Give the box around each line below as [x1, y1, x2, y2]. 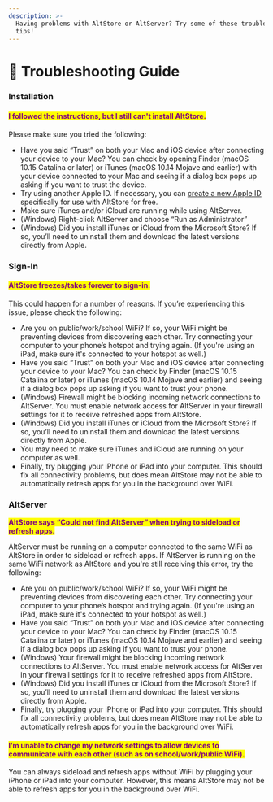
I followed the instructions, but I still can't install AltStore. [8, 111, 206, 121]
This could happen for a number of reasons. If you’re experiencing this [8, 299, 245, 308]
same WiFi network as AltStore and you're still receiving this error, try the [8, 559, 253, 569]
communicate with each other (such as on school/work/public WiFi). [8, 749, 245, 759]
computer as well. [19, 452, 80, 462]
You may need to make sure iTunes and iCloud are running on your [19, 444, 244, 454]
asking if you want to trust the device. [19, 180, 147, 190]
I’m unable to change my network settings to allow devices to [8, 740, 219, 750]
